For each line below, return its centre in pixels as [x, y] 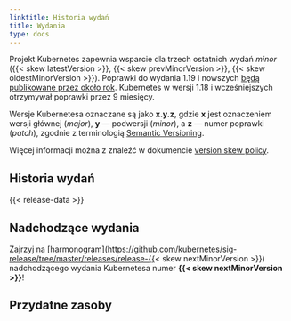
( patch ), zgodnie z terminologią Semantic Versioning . [107, 133]
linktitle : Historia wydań [59, 17]
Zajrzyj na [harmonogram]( [59, 249]
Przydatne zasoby [61, 305]
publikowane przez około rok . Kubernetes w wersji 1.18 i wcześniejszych [141, 88]
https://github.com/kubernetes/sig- [172, 249]
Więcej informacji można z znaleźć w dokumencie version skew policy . [139, 150]
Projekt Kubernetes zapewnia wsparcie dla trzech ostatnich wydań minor [143, 60]
